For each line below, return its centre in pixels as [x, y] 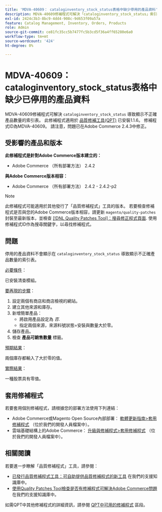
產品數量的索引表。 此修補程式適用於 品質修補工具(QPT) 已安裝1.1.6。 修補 [79, 120]
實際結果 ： [16, 368]
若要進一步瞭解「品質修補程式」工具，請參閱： [52, 466]
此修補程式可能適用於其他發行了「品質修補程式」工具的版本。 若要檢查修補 [80, 206]
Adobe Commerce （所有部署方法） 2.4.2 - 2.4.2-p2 [64, 186]
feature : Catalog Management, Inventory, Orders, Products [66, 23]
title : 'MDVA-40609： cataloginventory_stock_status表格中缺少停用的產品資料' [81, 9]
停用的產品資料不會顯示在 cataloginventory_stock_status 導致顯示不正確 [78, 254]
